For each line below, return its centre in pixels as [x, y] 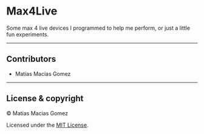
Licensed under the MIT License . [47, 125]
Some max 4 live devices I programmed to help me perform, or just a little [98, 28]
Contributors [31, 59]
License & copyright [45, 99]
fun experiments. [28, 34]
